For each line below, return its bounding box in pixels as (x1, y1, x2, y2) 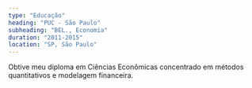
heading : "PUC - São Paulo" (8, 19, 101, 27)
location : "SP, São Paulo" (8, 41, 97, 49)
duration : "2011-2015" (8, 33, 83, 42)
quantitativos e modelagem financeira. (8, 71, 134, 80)
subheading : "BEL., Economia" (8, 26, 109, 34)
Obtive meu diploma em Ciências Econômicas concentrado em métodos (8, 62, 244, 71)
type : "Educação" (8, 11, 66, 20)
